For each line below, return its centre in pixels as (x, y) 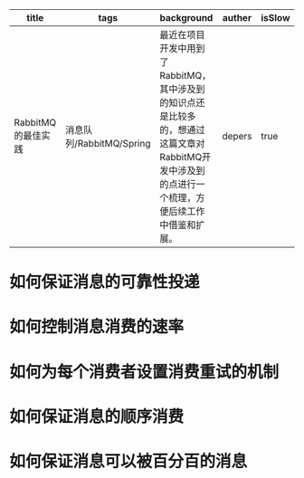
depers (237, 136)
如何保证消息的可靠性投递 (105, 282)
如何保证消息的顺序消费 (97, 416)
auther (237, 18)
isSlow (275, 18)
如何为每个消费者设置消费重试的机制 (144, 372)
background (186, 18)
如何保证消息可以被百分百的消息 (128, 461)
